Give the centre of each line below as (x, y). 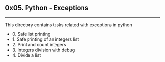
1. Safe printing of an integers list (45, 39)
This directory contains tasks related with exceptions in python (69, 25)
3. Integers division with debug (43, 50)
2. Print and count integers (39, 44)
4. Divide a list (27, 55)
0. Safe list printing (31, 34)
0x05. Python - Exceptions (47, 8)
